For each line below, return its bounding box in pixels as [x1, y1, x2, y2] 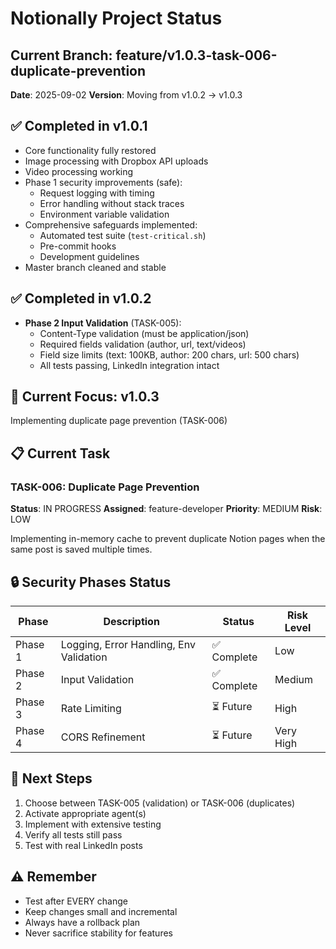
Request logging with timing [39, 187, 155, 199]
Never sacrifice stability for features [24, 927, 173, 939]
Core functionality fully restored [24, 144, 157, 156]
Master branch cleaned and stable [24, 261, 167, 273]
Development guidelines [39, 250, 140, 262]
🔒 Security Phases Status [10, 573, 172, 591]
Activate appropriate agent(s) [24, 807, 147, 819]
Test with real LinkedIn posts [24, 839, 143, 851]
